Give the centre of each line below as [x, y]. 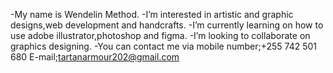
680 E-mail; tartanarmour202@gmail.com [95, 57]
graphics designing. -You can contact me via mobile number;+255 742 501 [164, 46]
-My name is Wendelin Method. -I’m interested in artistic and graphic [152, 14]
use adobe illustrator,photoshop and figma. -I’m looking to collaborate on [160, 35]
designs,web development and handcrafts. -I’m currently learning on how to [167, 25]
